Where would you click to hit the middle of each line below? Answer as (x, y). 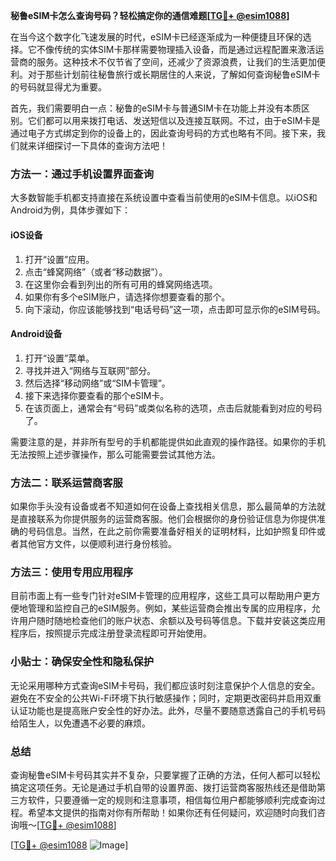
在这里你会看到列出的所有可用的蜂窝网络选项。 (121, 284)
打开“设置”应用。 (59, 259)
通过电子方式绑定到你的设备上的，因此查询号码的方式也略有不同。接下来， (163, 133)
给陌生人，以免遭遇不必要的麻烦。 (80, 723)
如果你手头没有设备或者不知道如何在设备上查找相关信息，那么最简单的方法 (163, 506)
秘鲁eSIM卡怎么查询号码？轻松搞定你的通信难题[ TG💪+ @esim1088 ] (150, 15)
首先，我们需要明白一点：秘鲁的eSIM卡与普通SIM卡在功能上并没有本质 (156, 108)
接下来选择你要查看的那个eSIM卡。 (97, 395)
